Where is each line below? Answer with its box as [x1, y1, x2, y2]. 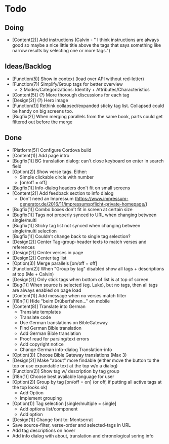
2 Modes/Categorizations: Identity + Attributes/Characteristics [19, 86, 150, 92]
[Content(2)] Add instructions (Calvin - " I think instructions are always [12, 37, 159, 43]
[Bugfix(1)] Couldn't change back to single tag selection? [12, 233, 131, 239]
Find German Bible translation [19, 325, 82, 331]
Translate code [19, 314, 51, 320]
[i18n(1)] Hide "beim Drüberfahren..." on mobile [12, 298, 110, 304]
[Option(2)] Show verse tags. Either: [12, 168, 88, 175]
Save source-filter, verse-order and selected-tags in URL [12, 422, 131, 428]
